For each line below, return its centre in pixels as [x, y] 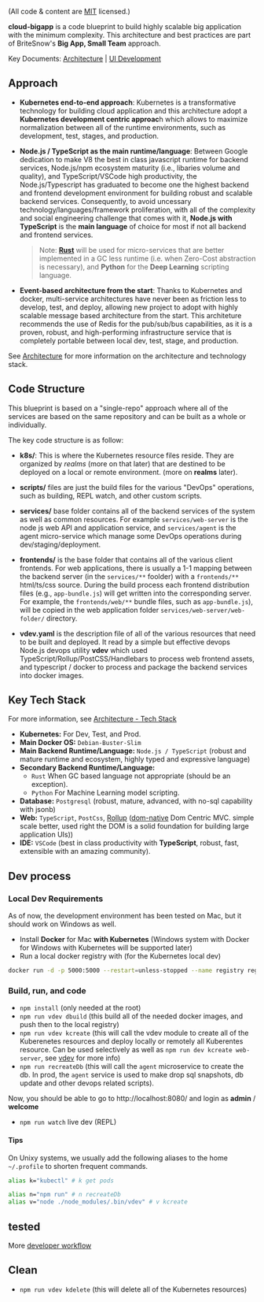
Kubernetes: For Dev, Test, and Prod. [80, 734]
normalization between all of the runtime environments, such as [123, 127]
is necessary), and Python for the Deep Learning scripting [134, 266]
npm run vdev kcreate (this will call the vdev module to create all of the [134, 1033]
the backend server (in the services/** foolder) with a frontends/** [129, 576]
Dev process [40, 876]
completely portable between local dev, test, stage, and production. [129, 340]
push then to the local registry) [69, 1025]
